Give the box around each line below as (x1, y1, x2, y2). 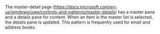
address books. (5, 24, 36, 30)
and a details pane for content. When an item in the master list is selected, (5, 14, 153, 20)
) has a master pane (115, 9, 155, 15)
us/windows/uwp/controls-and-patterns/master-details (5, 9, 115, 15)
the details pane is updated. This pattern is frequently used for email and (5, 19, 150, 25)
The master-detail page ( (5, 4, 55, 10)
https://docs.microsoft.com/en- (54, 4, 117, 10)
